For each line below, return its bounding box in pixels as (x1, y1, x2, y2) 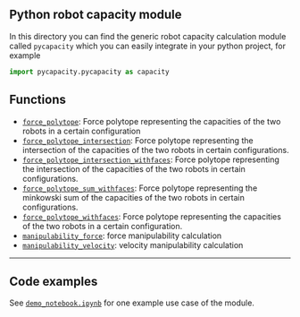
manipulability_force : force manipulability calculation (21, 230, 222, 241)
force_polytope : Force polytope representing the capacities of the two (21, 116, 281, 126)
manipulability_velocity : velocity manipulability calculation (21, 239, 244, 250)
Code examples (9, 273, 98, 289)
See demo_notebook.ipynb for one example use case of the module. (9, 297, 254, 308)
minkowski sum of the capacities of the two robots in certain (21, 192, 246, 202)
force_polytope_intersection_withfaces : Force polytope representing (21, 154, 279, 165)
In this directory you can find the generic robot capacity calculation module (9, 30, 287, 41)
